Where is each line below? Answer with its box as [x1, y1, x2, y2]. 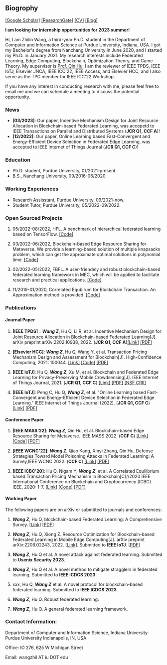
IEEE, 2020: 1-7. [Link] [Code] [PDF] [12, 484, 86, 490]
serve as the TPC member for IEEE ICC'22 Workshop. [5, 73, 115, 79]
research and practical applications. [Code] [12, 277, 102, 283]
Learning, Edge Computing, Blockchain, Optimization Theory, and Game [5, 57, 153, 64]
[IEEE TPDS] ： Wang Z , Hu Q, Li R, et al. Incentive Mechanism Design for [12, 328, 162, 334]
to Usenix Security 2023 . [12, 556, 66, 562]
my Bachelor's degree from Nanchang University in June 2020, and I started [5, 47, 163, 53]
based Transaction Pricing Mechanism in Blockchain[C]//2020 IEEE [12, 473, 151, 480]
